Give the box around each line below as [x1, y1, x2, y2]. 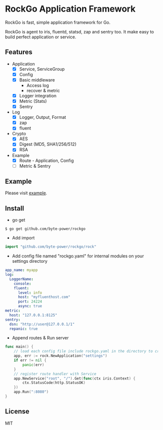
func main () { [5, 344, 34, 350]
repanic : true [9, 326, 38, 331]
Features [5, 48, 33, 56]
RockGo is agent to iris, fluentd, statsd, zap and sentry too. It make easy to [5, 29, 154, 34]
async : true [17, 304, 42, 309]
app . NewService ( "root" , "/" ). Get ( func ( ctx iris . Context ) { [14, 376, 136, 381]
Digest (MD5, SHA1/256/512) [19, 142, 77, 147]
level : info [17, 290, 42, 295]
